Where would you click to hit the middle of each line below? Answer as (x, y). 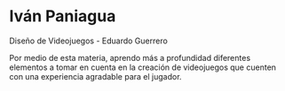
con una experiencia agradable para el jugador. (95, 76)
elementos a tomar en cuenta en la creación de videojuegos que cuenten (143, 67)
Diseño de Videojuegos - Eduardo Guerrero (89, 41)
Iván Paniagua (63, 16)
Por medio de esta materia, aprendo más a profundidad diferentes (130, 57)
